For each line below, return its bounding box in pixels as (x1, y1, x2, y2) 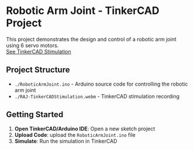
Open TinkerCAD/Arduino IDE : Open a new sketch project (14, 125, 155, 132)
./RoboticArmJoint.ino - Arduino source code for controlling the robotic (14, 80, 188, 87)
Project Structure (6, 65, 70, 75)
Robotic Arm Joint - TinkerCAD (6, 4, 160, 17)
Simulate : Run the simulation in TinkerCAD (14, 137, 117, 144)
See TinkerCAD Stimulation (6, 48, 71, 55)
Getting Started (6, 109, 64, 120)
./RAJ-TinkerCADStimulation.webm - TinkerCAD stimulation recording (14, 93, 180, 100)
